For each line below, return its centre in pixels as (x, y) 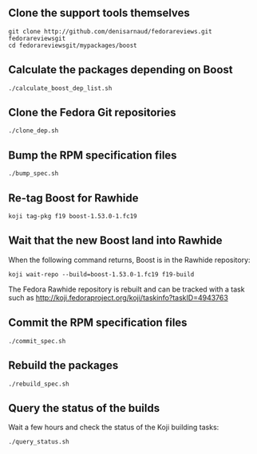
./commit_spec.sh (37, 341)
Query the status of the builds (84, 408)
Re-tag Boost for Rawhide (73, 198)
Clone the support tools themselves (99, 13)
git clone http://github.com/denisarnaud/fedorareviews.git (111, 31)
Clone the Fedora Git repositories (92, 113)
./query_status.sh (39, 442)
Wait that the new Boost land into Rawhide (115, 241)
